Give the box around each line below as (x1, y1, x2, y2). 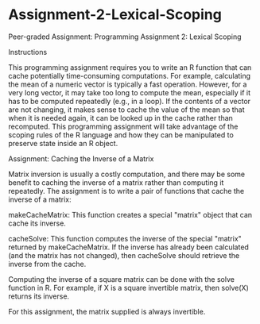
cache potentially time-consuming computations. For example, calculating (8, 71, 251, 80)
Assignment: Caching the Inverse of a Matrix (8, 153, 154, 164)
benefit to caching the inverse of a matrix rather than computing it (8, 177, 224, 187)
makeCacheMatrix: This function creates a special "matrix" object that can (8, 210, 253, 219)
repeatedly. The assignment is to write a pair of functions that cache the (8, 186, 245, 195)
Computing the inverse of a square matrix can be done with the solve (8, 274, 235, 283)
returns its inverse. (8, 291, 70, 301)
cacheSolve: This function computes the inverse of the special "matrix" (8, 233, 243, 243)
